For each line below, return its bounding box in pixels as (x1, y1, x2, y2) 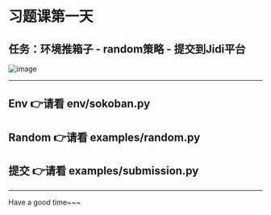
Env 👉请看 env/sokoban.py (8, 97, 151, 111)
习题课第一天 (8, 7, 94, 26)
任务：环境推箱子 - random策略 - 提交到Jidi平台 (8, 42, 246, 56)
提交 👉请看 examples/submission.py (8, 164, 199, 178)
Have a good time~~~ (8, 197, 81, 207)
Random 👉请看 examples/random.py (8, 130, 201, 144)
